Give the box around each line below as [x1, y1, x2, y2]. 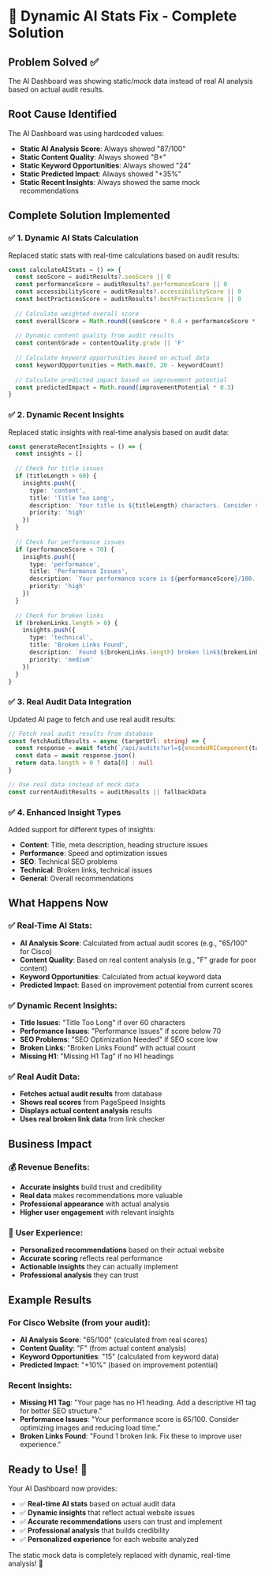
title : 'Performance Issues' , [28, 567, 129, 575]
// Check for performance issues [15, 537, 125, 546]
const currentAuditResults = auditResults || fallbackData [8, 788, 207, 796]
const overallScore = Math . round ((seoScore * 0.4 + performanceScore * [15, 317, 256, 325]
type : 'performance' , [28, 560, 101, 568]
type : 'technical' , [28, 634, 93, 642]
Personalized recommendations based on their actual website [19, 1245, 225, 1255]
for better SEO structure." [19, 1406, 103, 1416]
